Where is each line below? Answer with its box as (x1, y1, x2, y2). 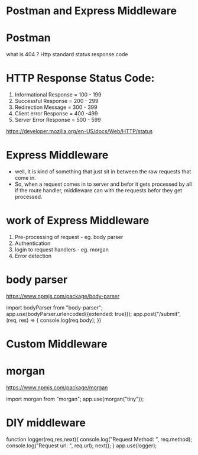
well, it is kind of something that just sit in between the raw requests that (14, 168, 191, 175)
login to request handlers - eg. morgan (14, 246, 109, 253)
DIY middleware (6, 416, 86, 430)
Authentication (14, 240, 51, 247)
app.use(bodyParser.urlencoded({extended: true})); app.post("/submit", (6, 310, 181, 317)
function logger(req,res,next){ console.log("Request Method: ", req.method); (6, 435, 193, 443)
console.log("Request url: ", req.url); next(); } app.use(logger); (6, 442, 157, 449)
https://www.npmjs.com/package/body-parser (6, 292, 120, 299)
